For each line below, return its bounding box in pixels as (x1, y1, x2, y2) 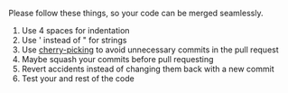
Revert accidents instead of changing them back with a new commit (21, 63, 274, 74)
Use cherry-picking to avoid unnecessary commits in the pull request (21, 44, 279, 55)
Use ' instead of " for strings (21, 35, 127, 45)
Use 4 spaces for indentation (21, 25, 130, 35)
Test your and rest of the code (21, 73, 135, 84)
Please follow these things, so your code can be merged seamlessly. (8, 8, 264, 18)
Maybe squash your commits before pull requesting (21, 54, 214, 64)
